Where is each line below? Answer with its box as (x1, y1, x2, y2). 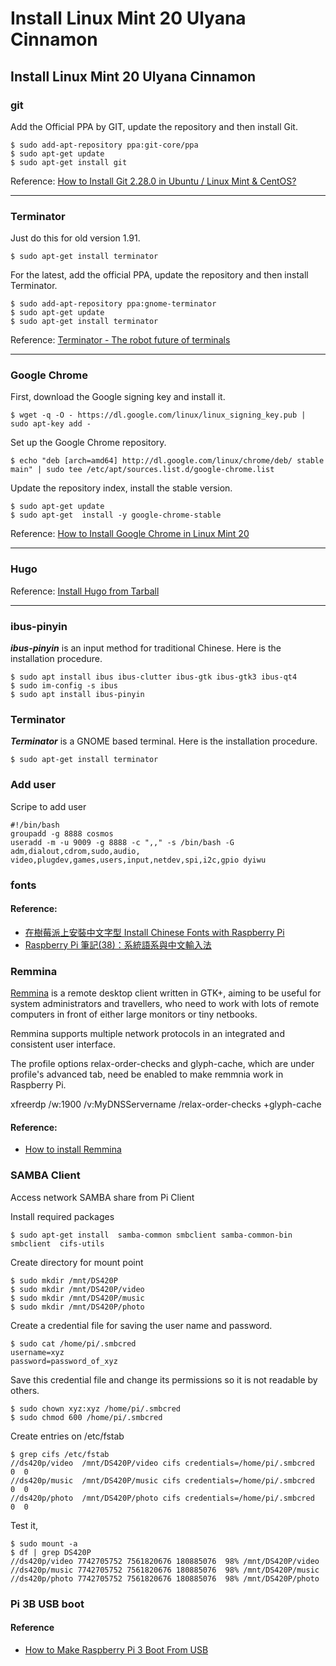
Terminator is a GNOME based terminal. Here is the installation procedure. (10, 735, 318, 747)
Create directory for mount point (10, 1256, 144, 1268)
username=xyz (10, 1347, 65, 1357)
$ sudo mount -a (10, 1538, 78, 1549)
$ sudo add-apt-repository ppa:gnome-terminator (10, 299, 217, 309)
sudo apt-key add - (10, 419, 92, 429)
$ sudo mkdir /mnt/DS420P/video (10, 1284, 145, 1294)
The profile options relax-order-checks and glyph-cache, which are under (10, 1058, 315, 1070)
